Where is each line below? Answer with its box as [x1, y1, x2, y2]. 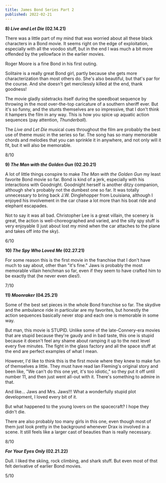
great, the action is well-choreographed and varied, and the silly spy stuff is [5, 217, 160, 223]
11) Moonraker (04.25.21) [5, 292, 58, 298]
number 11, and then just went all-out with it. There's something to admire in [5, 373, 160, 380]
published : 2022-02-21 [5, 12, 52, 17]
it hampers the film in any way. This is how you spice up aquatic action [5, 111, 150, 117]
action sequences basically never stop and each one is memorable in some [5, 312, 159, 318]
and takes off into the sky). [5, 228, 60, 234]
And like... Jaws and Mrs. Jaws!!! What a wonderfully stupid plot [5, 388, 136, 395]
